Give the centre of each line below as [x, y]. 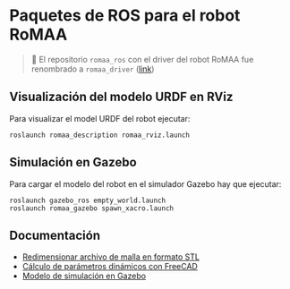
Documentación [55, 235]
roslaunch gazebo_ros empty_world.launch [88, 200]
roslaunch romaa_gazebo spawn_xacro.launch [92, 208]
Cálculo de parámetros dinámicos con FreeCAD [110, 267]
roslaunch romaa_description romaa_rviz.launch [100, 135]
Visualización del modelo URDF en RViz [121, 97]
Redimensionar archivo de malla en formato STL [111, 257]
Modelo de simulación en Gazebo [84, 276]
